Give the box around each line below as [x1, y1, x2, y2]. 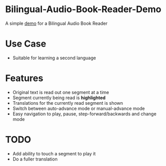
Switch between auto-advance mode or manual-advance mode [12, 105, 145, 111]
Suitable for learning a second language [12, 55, 96, 61]
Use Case [5, 38, 47, 50]
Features [5, 72, 44, 84]
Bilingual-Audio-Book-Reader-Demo [5, 4, 161, 15]
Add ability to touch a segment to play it [12, 150, 96, 156]
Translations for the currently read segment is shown [12, 100, 123, 106]
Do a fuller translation [12, 156, 58, 162]
